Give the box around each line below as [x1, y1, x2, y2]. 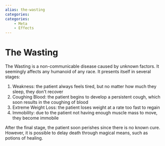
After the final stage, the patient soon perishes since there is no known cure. [5, 125, 161, 131]
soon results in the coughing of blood [12, 99, 89, 105]
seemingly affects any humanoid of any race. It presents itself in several [5, 69, 151, 75]
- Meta [14, 21, 28, 26]
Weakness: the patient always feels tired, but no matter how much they [12, 84, 157, 90]
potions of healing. [5, 135, 43, 141]
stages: [5, 74, 21, 80]
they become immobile [12, 115, 59, 121]
